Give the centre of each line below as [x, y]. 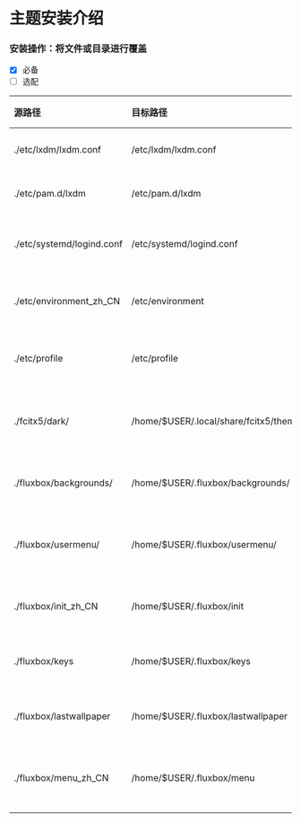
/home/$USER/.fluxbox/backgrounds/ [211, 483]
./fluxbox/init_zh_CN [56, 606]
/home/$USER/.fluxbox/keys [191, 661]
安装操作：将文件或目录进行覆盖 [78, 48]
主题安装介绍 [57, 18]
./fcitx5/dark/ [42, 421]
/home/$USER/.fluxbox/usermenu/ [204, 544]
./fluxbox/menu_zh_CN [61, 777]
